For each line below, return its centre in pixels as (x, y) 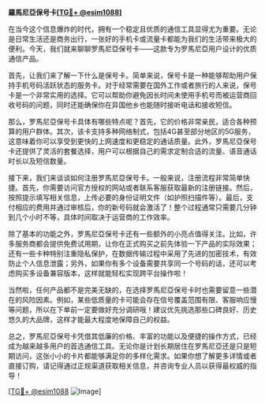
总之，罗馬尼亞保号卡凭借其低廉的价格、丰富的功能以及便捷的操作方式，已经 (132, 336)
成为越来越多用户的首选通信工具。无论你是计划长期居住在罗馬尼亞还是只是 (129, 346)
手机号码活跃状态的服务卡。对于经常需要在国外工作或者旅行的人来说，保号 (136, 85)
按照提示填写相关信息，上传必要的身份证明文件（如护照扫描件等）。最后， (127, 197)
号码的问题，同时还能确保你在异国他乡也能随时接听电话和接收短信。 (125, 105)
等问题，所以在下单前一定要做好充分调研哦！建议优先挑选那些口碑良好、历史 (132, 309)
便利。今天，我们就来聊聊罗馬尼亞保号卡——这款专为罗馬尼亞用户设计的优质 (132, 49)
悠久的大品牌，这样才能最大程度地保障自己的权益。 (91, 319)
